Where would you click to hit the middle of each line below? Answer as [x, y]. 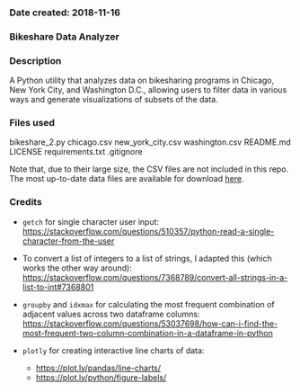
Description [35, 60]
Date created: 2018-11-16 [65, 13]
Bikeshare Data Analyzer [64, 36]
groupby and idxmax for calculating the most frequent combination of [149, 304]
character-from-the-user [68, 241]
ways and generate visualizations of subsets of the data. [114, 100]
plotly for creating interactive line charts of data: [113, 350]
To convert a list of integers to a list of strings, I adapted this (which [147, 258]
